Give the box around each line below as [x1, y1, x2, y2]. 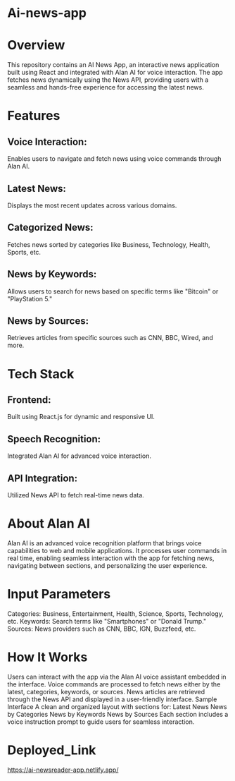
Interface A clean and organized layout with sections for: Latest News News [7, 702, 227, 710]
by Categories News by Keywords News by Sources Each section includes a [7, 710, 229, 718]
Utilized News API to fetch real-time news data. [7, 491, 144, 499]
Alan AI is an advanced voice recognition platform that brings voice [7, 538, 202, 547]
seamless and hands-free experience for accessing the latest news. [7, 83, 204, 92]
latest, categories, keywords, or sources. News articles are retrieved [7, 687, 205, 696]
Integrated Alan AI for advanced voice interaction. [7, 452, 151, 460]
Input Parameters [7, 586, 111, 603]
